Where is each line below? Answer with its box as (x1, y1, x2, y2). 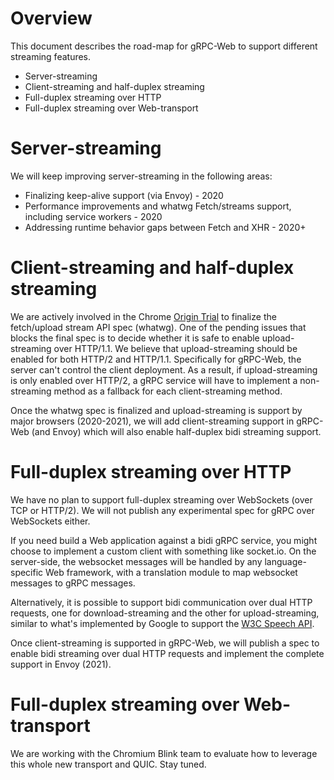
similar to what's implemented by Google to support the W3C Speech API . (10, 617, 315, 629)
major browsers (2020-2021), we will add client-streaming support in (10, 415, 295, 427)
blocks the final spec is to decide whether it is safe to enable (10, 332, 260, 344)
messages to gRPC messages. (10, 577, 136, 589)
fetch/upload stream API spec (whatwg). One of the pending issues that (10, 321, 307, 333)
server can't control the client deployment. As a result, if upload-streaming (10, 363, 318, 376)
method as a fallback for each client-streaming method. (53, 385, 283, 397)
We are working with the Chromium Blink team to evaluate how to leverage (10, 747, 318, 759)
